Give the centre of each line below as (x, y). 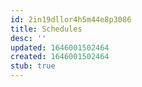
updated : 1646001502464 (60, 47)
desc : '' (28, 38)
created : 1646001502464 (60, 57)
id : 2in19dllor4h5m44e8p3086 (71, 19)
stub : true (33, 66)
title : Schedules (46, 29)
